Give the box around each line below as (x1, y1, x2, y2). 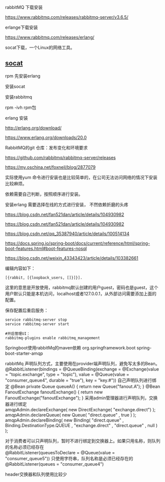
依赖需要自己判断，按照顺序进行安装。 (5, 191, 83, 197)
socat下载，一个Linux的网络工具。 (5, 45, 75, 50)
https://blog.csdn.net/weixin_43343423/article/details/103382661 (5, 255, 139, 261)
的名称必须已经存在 (5, 444, 44, 450)
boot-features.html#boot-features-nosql (5, 245, 87, 251)
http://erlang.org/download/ (5, 125, 62, 131)
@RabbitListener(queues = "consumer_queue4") (5, 461, 104, 467)
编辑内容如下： (5, 265, 35, 271)
